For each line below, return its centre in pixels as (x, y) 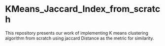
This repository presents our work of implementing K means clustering (77, 33)
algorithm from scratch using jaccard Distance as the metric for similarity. (80, 38)
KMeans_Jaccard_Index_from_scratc (83, 9)
